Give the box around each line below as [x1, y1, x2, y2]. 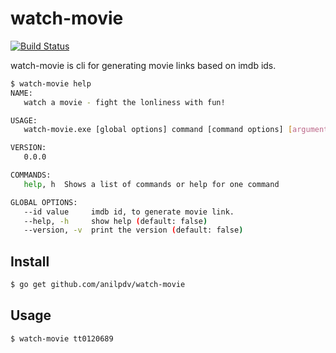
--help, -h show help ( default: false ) [23, 216, 208, 226]
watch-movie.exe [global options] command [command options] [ [23, 125, 293, 135]
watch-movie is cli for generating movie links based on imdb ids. [10, 59, 277, 71]
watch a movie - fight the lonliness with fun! [23, 97, 226, 107]
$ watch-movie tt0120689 [10, 333, 114, 344]
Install [10, 253, 50, 270]
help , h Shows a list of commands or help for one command [23, 179, 280, 189]
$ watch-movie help [10, 78, 92, 89]
